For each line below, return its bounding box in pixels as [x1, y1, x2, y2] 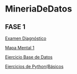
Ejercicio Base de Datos [5, 54, 53, 60]
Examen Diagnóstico [5, 35, 46, 41]
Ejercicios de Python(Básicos [5, 64, 64, 69]
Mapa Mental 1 [5, 45, 35, 50]
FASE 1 [5, 23, 26, 31]
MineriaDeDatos [5, 3, 72, 15]
